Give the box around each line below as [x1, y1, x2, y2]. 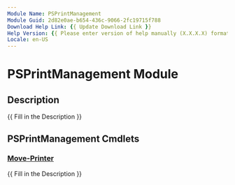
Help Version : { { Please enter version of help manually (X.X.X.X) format [7, 29, 230, 37]
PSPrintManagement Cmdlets [7, 133, 140, 145]
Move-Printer [7, 154, 55, 163]
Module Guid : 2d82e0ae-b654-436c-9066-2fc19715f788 [7, 17, 161, 24]
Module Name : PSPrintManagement [7, 10, 101, 17]
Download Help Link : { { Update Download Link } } [7, 23, 152, 30]
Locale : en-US [7, 36, 49, 43]
